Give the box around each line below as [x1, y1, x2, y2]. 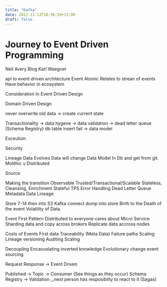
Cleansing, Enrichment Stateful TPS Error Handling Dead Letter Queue [5, 185, 151, 192]
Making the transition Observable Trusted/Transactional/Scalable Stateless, [5, 180, 162, 186]
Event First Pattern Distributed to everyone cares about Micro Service [5, 216, 150, 222]
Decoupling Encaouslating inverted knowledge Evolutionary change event [5, 246, 159, 252]
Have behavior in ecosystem [5, 81, 65, 87]
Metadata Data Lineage [5, 190, 54, 197]
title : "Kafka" [5, 7, 37, 13]
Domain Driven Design [5, 101, 52, 107]
